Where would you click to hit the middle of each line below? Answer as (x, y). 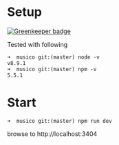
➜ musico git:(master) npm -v (52, 69)
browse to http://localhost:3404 (52, 134)
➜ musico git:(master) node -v (53, 57)
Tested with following (37, 44)
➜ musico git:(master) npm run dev (60, 121)
